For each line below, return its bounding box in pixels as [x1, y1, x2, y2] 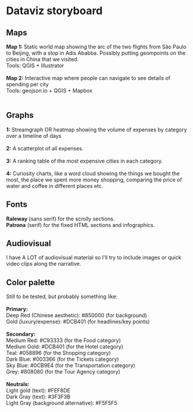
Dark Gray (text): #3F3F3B [6, 393, 71, 400]
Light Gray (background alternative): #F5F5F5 [6, 400, 117, 407]
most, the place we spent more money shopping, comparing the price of [6, 176, 182, 183]
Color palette [6, 277, 55, 287]
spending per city [6, 81, 49, 88]
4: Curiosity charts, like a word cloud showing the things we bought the [6, 170, 180, 177]
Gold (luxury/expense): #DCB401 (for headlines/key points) [6, 318, 150, 325]
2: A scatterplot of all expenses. [6, 144, 84, 151]
